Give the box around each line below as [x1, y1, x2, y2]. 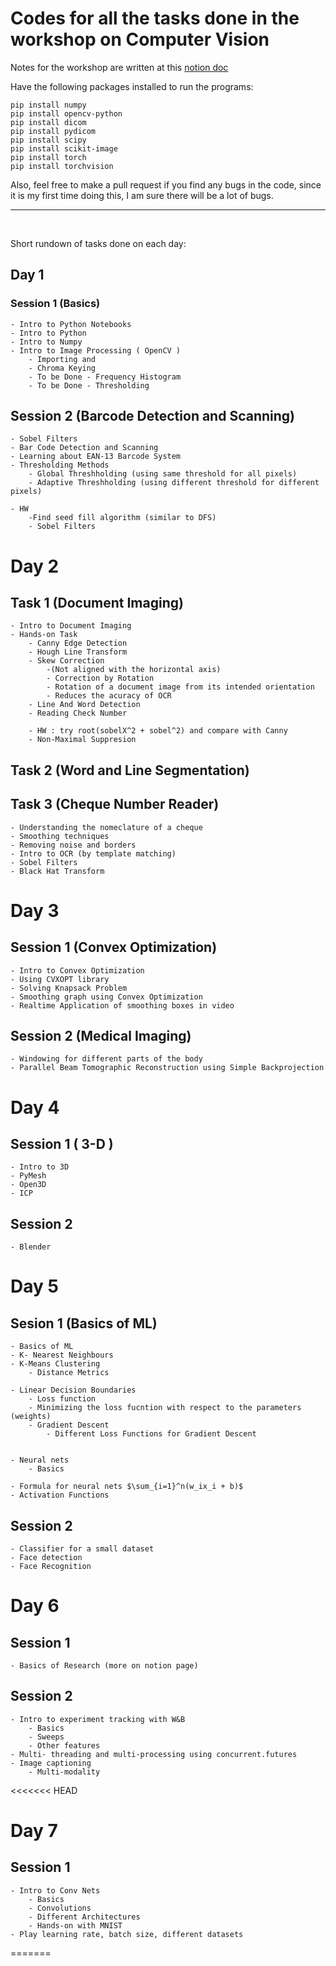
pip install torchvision [10, 161, 114, 171]
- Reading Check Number [28, 708, 128, 719]
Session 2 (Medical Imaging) [10, 1028, 192, 1045]
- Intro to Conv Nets [10, 1885, 101, 1896]
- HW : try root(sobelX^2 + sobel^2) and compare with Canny [28, 726, 288, 736]
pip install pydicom [10, 126, 97, 136]
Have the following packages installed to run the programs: [10, 80, 254, 92]
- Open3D [10, 1180, 47, 1190]
